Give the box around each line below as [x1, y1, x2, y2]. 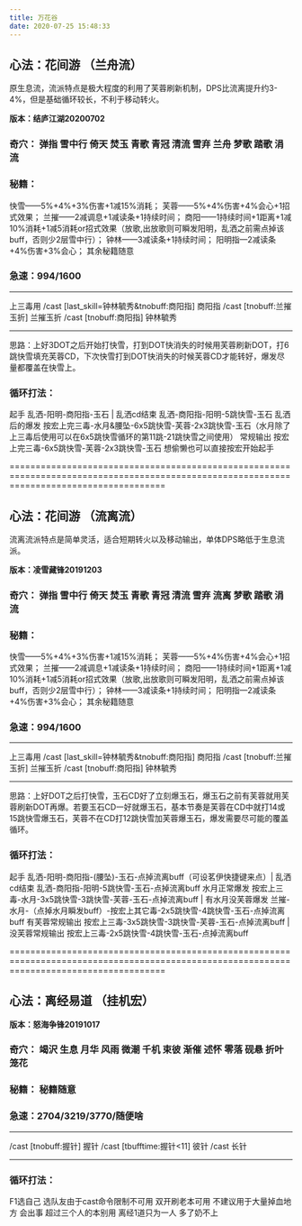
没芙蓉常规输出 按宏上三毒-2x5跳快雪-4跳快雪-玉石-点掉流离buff [9, 928, 249, 938]
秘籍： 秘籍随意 [9, 1084, 76, 1096]
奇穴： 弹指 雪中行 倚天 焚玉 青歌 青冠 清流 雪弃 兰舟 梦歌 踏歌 [9, 138, 272, 151]
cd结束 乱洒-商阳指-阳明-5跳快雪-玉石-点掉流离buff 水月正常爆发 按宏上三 [9, 883, 284, 893]
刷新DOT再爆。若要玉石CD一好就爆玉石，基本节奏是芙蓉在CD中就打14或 [16, 801, 286, 812]
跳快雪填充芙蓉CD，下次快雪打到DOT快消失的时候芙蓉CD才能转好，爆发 [9, 351, 278, 361]
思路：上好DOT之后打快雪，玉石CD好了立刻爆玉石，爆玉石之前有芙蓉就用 [9, 791, 281, 801]
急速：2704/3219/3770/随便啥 [9, 1110, 144, 1122]
